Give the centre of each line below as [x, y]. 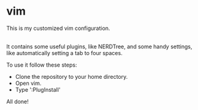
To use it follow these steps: [42, 65]
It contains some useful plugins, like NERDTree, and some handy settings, [99, 46]
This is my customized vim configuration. [58, 28]
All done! [17, 101]
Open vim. [28, 83]
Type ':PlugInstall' [38, 89]
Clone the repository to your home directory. [71, 76]
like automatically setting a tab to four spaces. [64, 53]
